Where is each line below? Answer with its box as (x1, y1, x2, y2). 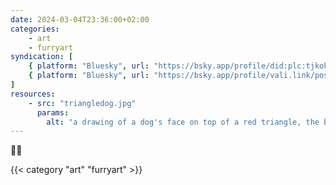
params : (36, 107, 70, 118)
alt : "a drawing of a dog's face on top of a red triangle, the (46, 117, 320, 127)
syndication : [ (10, 52, 74, 62)
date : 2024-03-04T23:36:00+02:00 (10, 14, 150, 25)
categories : (10, 24, 60, 34)
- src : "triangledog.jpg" (28, 98, 137, 108)
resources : (10, 89, 56, 99)
